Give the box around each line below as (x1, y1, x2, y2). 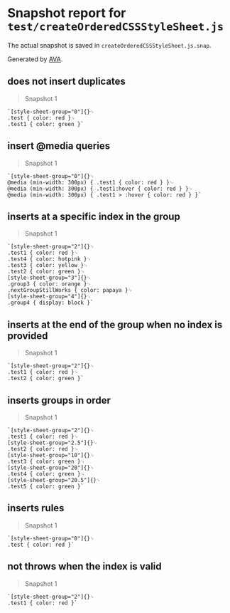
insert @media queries (7, 140, 111, 152)
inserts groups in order (7, 394, 111, 407)
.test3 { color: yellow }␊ (7, 262, 89, 269)
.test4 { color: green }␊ (7, 471, 85, 478)
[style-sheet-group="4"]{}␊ (7, 293, 92, 300)
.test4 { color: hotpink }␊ (7, 256, 92, 263)
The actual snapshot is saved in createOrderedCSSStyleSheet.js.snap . (7, 41, 212, 49)
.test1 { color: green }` (7, 120, 84, 127)
